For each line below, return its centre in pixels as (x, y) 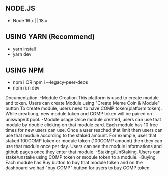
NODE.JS (20, 8)
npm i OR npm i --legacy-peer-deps (50, 82)
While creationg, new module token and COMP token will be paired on (79, 114)
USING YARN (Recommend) (50, 37)
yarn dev (22, 54)
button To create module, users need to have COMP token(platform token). (84, 108)
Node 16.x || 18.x (30, 20)
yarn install (24, 49)
